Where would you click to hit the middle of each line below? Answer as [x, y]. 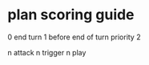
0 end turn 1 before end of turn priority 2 [74, 37]
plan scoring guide [71, 15]
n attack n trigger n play [47, 52]
